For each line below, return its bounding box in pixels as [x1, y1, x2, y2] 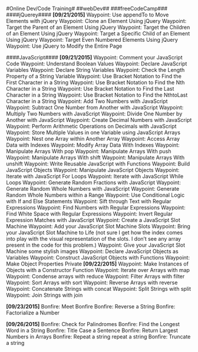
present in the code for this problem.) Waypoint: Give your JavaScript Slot [6, 241, 186, 248]
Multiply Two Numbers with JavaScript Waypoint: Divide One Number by [6, 110, 183, 117]
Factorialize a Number [6, 309, 60, 316]
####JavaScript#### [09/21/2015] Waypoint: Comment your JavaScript [6, 54, 183, 61]
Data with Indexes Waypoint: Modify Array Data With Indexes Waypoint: [6, 141, 180, 148]
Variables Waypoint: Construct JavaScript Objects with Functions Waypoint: [6, 254, 190, 261]
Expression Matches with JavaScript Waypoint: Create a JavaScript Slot [6, 217, 181, 223]
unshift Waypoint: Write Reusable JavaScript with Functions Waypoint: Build [6, 160, 190, 167]
